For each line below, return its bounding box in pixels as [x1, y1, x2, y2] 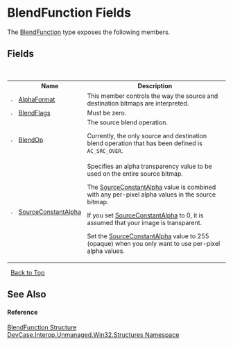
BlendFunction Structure [7, 323, 77, 331]
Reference [7, 308, 38, 316]
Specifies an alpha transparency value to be [87, 162, 213, 171]
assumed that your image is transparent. [87, 219, 202, 227]
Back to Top [10, 268, 45, 277]
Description [137, 82, 173, 90]
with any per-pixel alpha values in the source [87, 190, 216, 199]
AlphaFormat [18, 95, 55, 104]
